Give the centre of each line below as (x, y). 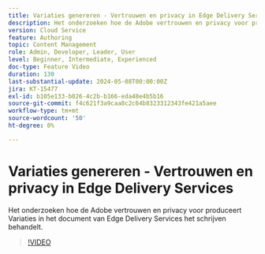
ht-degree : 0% (32, 125)
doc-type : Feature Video (49, 67)
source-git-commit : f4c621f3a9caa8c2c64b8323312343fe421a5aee (112, 103)
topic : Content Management (52, 45)
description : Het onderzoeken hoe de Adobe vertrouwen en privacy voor (128, 23)
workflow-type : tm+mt (44, 111)
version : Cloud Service (47, 30)
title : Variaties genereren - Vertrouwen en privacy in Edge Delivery (127, 15)
